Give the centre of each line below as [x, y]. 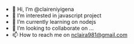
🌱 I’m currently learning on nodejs [54, 22]
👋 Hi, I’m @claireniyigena [43, 9]
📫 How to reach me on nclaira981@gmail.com [70, 35]
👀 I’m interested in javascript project [56, 15]
